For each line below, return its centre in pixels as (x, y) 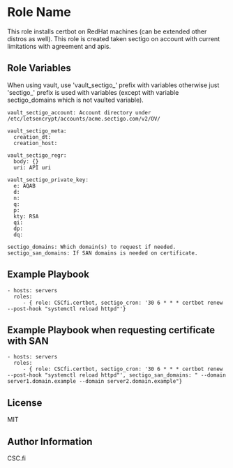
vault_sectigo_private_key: (48, 180)
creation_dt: (32, 137)
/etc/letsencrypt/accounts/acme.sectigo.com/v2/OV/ (84, 119)
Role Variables (39, 68)
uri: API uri (32, 167)
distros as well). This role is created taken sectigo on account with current (114, 38)
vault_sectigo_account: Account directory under (79, 112)
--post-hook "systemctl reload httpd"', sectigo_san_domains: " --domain (117, 375)
